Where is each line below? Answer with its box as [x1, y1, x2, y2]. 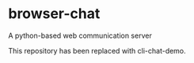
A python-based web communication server [8, 31, 152, 40]
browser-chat [8, 5, 101, 23]
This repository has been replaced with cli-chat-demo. [8, 46, 186, 55]
